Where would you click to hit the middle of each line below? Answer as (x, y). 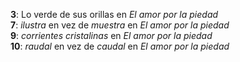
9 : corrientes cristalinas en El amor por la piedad (111, 35)
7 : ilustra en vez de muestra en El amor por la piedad (120, 25)
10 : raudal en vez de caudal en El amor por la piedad (120, 46)
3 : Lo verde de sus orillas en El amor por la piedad (114, 14)
